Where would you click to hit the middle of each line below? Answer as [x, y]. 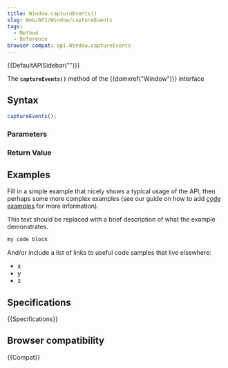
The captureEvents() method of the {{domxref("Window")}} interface [106, 79]
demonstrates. [28, 227]
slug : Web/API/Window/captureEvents [60, 20]
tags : [15, 26]
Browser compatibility [56, 341]
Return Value [29, 153]
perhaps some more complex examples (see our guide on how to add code [114, 199]
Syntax [23, 100]
